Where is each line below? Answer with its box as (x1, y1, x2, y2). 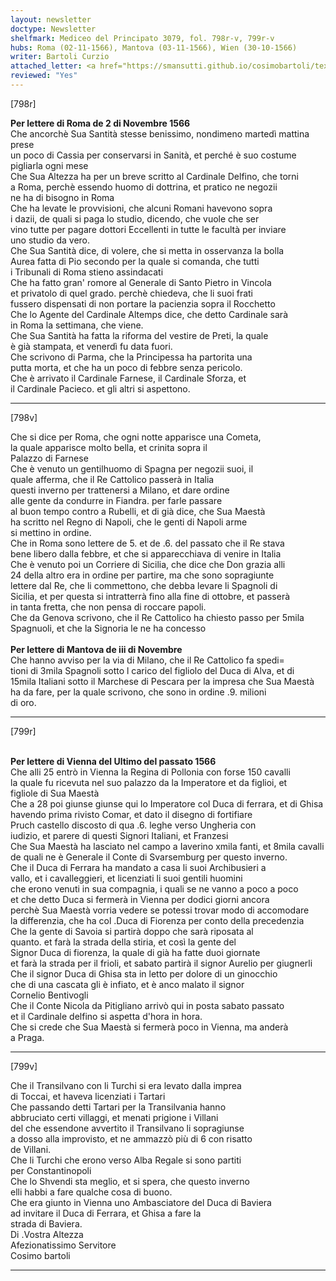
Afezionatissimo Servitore (10, 1239, 117, 1251)
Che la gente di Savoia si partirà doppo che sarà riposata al (10, 925, 254, 937)
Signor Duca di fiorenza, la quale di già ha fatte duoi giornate (10, 946, 261, 958)
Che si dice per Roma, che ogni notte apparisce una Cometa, (10, 431, 262, 443)
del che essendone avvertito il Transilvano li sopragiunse (10, 1122, 245, 1134)
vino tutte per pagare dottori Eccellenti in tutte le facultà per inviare (10, 223, 287, 235)
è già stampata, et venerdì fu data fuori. (10, 340, 173, 352)
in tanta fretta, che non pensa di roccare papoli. (10, 601, 207, 613)
